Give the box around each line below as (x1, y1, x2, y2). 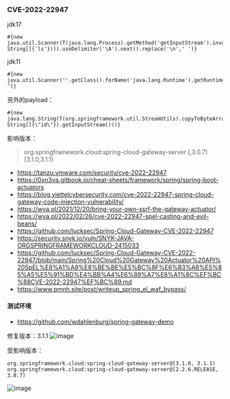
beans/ (16, 219, 38, 228)
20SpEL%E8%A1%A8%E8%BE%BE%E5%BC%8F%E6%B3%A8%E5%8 (16, 263, 222, 271)
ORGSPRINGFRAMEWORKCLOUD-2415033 (16, 241, 140, 250)
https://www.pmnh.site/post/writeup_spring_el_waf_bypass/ (16, 285, 187, 293)
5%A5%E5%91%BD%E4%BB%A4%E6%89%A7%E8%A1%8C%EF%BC (16, 271, 222, 279)
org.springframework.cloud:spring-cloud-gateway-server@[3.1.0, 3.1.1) (7, 360, 216, 367)
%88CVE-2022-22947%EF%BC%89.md (16, 278, 132, 286)
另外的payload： (7, 96, 54, 104)
